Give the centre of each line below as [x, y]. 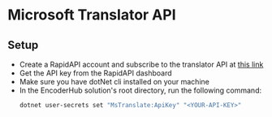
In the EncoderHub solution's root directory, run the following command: [140, 90]
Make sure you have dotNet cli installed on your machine [114, 82]
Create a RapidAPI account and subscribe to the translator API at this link [141, 64]
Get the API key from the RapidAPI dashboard [95, 73]
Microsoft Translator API [92, 15]
